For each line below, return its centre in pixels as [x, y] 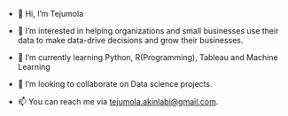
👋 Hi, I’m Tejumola [51, 14]
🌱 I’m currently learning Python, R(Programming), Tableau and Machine [148, 57]
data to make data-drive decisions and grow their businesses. [130, 40]
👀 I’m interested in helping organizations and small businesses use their [148, 31]
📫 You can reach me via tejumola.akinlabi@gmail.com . [118, 101]
